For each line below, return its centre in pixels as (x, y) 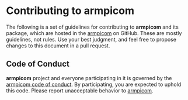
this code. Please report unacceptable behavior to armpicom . (80, 90)
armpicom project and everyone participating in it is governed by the (89, 78)
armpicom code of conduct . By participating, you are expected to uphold (94, 84)
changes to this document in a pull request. (58, 46)
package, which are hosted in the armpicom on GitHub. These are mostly (94, 33)
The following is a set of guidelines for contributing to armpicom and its (93, 27)
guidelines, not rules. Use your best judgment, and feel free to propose (91, 39)
